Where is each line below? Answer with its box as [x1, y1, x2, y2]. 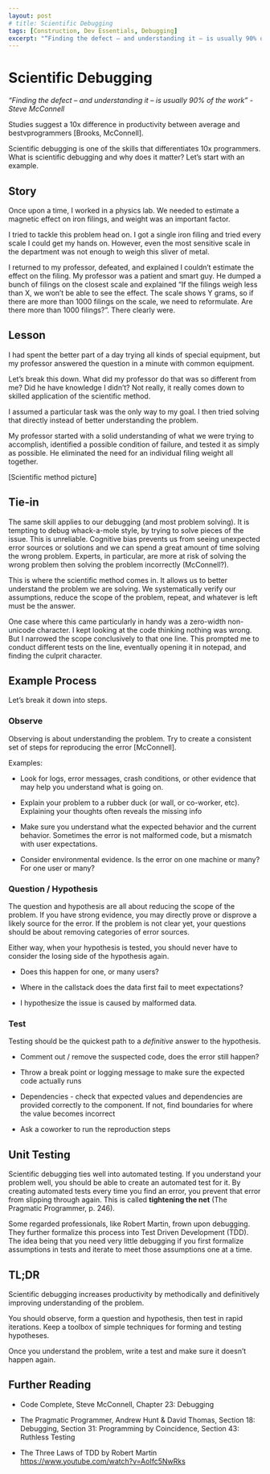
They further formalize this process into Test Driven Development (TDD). [8, 1228, 249, 1237]
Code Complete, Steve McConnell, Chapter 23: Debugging [19, 1399, 215, 1409]
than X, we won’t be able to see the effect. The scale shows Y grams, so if [8, 288, 254, 298]
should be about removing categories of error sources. [8, 927, 190, 937]
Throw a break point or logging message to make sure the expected [19, 1067, 245, 1077]
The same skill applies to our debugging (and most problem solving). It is [8, 517, 250, 526]
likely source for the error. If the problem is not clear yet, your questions [8, 919, 247, 928]
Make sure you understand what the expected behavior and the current [19, 822, 257, 832]
